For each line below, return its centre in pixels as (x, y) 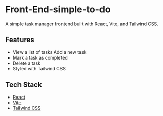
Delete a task (27, 63)
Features (20, 40)
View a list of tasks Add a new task (49, 52)
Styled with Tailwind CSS (39, 68)
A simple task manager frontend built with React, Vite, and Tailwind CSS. (82, 24)
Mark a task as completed (40, 57)
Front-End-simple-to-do (58, 9)
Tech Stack (24, 85)
